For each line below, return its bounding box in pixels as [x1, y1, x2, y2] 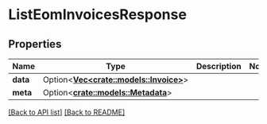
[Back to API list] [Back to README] [8, 107, 126, 117]
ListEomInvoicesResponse [8, 6, 187, 24]
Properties [8, 37, 62, 51]
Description [195, 61, 242, 72]
